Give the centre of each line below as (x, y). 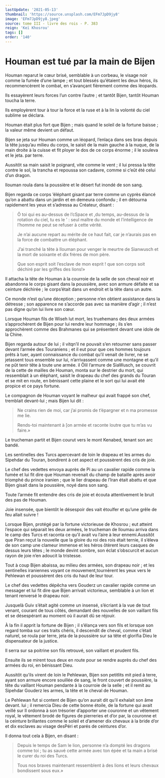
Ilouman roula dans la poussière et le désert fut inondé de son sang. (74, 185)
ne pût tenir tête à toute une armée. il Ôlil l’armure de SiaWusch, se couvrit (81, 365)
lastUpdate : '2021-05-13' (32, 10)
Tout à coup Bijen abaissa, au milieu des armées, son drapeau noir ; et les (80, 565)
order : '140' (18, 37)
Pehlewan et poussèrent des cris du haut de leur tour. (60, 575)
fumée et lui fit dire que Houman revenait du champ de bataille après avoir (80, 474)
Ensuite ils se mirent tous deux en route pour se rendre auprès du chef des (81, 660)
